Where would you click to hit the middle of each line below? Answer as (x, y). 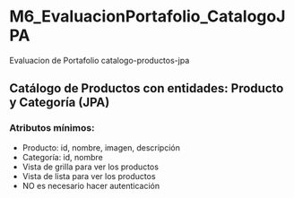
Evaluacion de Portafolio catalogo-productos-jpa (99, 60)
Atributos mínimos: (52, 128)
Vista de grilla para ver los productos (91, 167)
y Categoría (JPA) (60, 103)
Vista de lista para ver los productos (89, 176)
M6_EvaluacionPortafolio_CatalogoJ (147, 17)
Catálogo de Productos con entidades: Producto (147, 88)
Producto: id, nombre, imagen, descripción (101, 147)
